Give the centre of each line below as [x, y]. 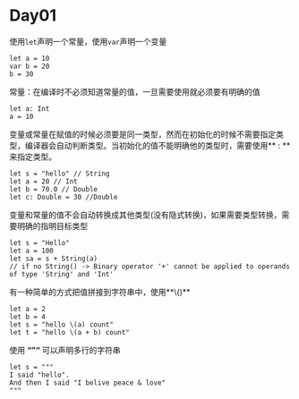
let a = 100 [31, 250]
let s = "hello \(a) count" [62, 324]
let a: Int [30, 108]
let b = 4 [28, 317]
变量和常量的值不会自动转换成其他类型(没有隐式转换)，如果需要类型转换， [145, 215]
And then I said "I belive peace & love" [88, 382]
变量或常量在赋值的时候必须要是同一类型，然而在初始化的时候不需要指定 [142, 134]
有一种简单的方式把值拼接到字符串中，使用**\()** [100, 292]
